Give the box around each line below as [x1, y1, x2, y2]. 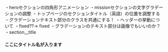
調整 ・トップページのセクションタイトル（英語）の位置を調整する [22, 11, 160, 16]
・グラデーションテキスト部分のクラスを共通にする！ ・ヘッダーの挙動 [5, 17, 151, 23]
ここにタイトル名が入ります [5, 41, 62, 48]
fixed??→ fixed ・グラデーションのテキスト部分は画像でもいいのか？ [19, 23, 161, 29]
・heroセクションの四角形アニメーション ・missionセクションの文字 [5, 4, 146, 10]
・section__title [5, 29, 36, 35]
